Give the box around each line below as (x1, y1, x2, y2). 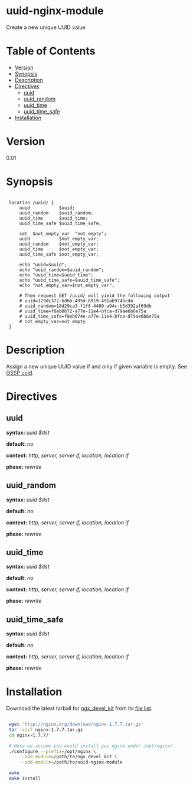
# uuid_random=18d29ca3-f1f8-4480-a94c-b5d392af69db (19, 303, 152, 309)
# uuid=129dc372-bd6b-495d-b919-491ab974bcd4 (19, 298, 133, 304)
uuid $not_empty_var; (19, 236, 99, 242)
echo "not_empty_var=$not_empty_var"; (19, 282, 115, 288)
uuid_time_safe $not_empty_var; (19, 251, 99, 257)
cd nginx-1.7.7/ (8, 732, 49, 738)
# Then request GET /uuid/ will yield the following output (19, 292, 170, 299)
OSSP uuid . (6, 369, 34, 376)
